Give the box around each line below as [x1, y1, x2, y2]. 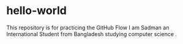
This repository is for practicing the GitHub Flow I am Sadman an [6, 24, 170, 31]
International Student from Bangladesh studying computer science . [6, 30, 177, 37]
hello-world [6, 4, 67, 18]
